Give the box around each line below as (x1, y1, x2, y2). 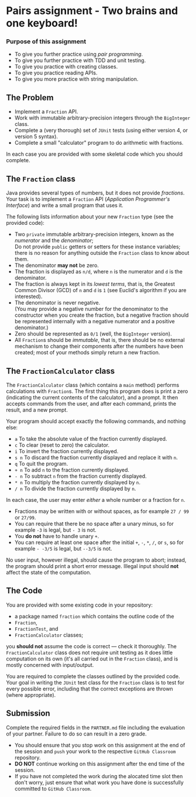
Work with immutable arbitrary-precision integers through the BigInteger (14, 114, 191, 121)
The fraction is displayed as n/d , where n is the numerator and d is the (14, 268, 183, 275)
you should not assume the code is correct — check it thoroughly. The (6, 642, 177, 649)
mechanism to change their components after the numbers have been (14, 343, 183, 350)
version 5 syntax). (14, 133, 59, 140)
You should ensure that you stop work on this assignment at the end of (14, 741, 185, 748)
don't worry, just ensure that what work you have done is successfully (14, 779, 184, 786)
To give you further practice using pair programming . (14, 51, 143, 58)
